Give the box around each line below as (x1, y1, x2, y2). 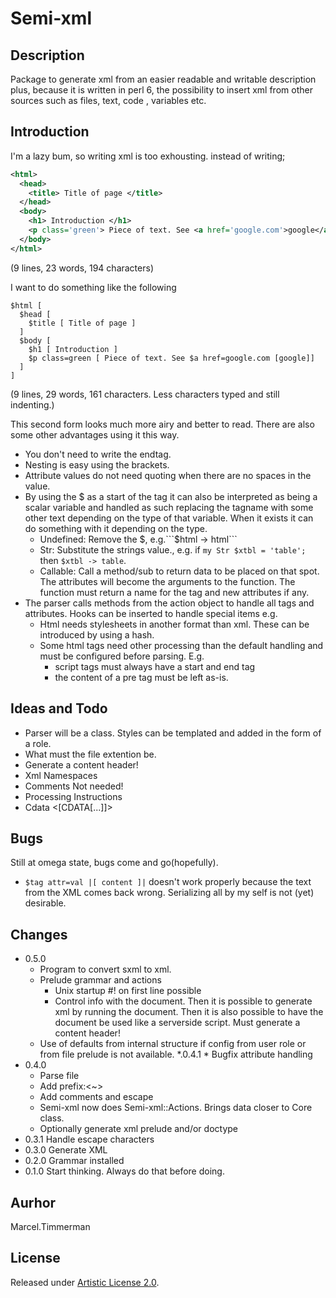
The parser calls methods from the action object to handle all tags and (24, 597, 315, 609)
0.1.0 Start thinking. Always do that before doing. (24, 1165, 225, 1177)
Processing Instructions (24, 790, 123, 802)
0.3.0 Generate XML (24, 1144, 108, 1156)
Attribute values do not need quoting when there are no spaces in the (24, 469, 312, 481)
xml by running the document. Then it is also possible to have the (54, 1006, 324, 1018)
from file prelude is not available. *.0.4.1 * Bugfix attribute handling (39, 1048, 313, 1061)
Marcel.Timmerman (10, 1220, 91, 1232)
